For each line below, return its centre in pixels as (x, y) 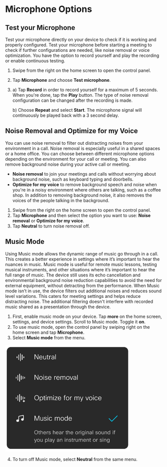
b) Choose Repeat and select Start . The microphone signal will (77, 110)
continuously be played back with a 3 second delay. (66, 115)
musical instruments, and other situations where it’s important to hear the (80, 269)
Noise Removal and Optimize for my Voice (72, 131)
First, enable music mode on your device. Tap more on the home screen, (87, 316)
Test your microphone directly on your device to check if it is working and (81, 39)
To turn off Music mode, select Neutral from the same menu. (75, 460)
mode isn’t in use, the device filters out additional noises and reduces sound (83, 291)
